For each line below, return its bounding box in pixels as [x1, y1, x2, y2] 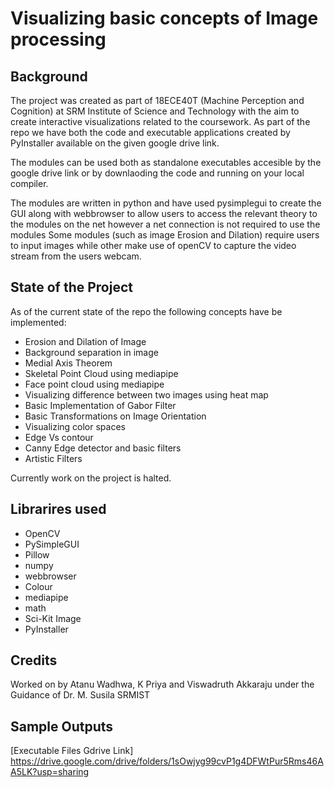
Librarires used [10, 501, 107, 518]
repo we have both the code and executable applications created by [10, 127, 291, 138]
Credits [10, 652, 58, 669]
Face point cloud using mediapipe [24, 378, 165, 390]
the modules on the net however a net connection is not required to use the [10, 218, 321, 230]
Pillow [24, 548, 50, 561]
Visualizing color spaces [24, 420, 126, 432]
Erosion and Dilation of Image [24, 335, 147, 347]
